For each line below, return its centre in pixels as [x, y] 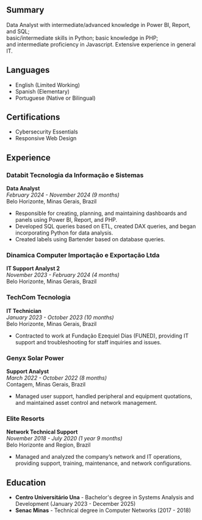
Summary [25, 10]
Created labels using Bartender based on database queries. [90, 239]
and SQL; [18, 31]
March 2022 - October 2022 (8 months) [57, 378]
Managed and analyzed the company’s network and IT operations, [98, 457]
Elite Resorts [25, 418]
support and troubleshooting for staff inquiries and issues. [88, 342]
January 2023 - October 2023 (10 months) [60, 317]
